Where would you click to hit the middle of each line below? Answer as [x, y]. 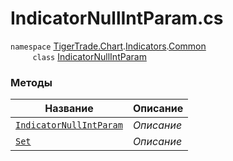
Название [69, 109]
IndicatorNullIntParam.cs [117, 18]
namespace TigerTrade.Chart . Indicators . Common [108, 46]
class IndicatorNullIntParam [89, 56]
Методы [31, 82]
